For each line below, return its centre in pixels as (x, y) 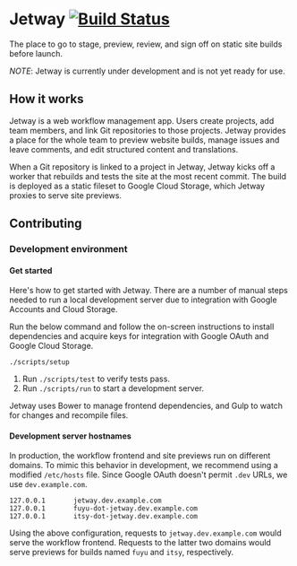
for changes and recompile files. (69, 415)
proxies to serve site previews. (66, 195)
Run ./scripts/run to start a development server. (113, 388)
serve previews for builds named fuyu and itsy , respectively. (122, 553)
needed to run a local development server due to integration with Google (143, 300)
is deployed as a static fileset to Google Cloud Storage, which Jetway (137, 186)
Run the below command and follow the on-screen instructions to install (142, 327)
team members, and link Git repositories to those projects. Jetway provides (148, 130)
